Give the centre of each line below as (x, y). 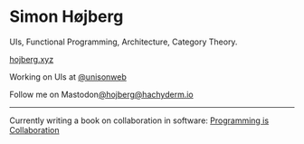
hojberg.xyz (32, 59)
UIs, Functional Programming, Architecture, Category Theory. (123, 42)
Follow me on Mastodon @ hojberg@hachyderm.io (101, 94)
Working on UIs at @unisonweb (68, 77)
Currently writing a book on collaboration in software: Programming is (139, 120)
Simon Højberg (66, 17)
